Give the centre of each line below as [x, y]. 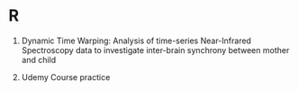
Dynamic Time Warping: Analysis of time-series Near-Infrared [136, 41]
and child [39, 59]
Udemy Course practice [66, 77]
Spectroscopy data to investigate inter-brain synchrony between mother [155, 50]
